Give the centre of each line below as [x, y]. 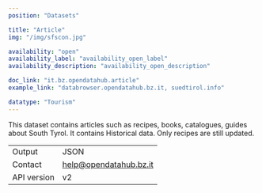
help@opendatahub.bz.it [108, 165]
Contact [27, 165]
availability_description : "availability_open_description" [110, 66]
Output [25, 151]
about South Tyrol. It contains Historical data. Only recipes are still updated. [131, 133]
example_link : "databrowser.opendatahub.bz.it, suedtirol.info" [116, 88]
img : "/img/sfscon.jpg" [47, 37]
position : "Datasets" [44, 15]
